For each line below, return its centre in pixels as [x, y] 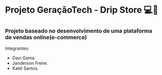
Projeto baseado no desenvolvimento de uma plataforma [79, 31]
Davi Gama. [24, 58]
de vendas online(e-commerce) [46, 37]
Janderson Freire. [30, 63]
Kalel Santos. [25, 68]
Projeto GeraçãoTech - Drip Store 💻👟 [82, 10]
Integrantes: [17, 48]
